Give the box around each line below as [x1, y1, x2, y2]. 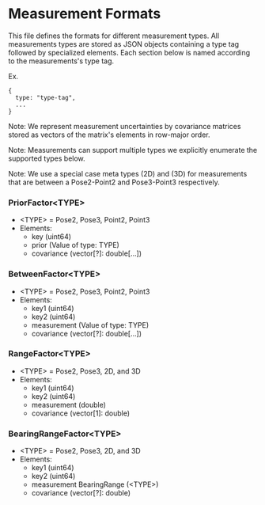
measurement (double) [31, 400, 107, 409]
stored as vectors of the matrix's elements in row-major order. [8, 130, 211, 139]
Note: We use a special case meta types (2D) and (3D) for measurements [8, 169, 248, 178]
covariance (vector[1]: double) [31, 408, 131, 418]
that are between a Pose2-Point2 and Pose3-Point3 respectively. [8, 177, 220, 187]
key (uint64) [31, 232, 72, 241]
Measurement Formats [8, 5, 161, 23]
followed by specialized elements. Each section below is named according [8, 47, 251, 57]
